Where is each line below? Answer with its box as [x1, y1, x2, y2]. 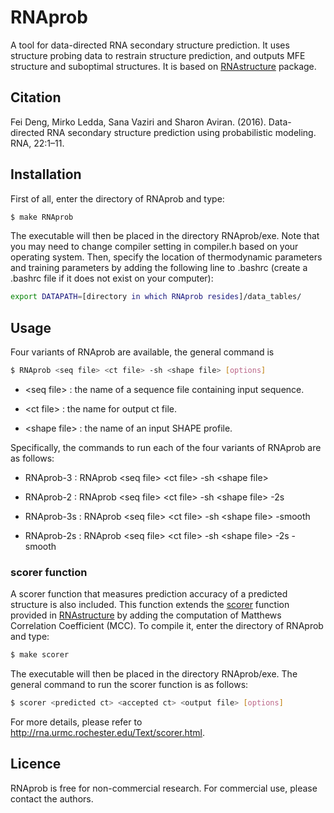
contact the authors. [10, 792, 94, 805]
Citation [10, 89, 62, 106]
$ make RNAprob [10, 212, 74, 222]
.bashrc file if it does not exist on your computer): [10, 272, 214, 285]
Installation [10, 166, 82, 183]
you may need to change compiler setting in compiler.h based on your [10, 241, 299, 253]
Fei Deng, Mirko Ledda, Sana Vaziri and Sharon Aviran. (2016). [10, 116, 267, 128]
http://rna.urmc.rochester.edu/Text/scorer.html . [10, 727, 206, 739]
